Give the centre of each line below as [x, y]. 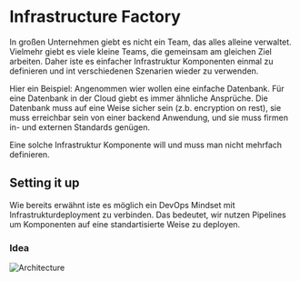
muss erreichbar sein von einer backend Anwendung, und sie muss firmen [149, 117]
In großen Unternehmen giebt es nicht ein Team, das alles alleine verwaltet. [151, 42]
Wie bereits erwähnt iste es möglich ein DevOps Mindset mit [122, 205]
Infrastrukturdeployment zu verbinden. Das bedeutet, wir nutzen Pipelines [148, 215]
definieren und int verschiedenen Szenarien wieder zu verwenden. [134, 71]
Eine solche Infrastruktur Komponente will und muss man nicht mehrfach [146, 145]
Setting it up [45, 183]
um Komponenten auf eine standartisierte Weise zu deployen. [125, 224]
